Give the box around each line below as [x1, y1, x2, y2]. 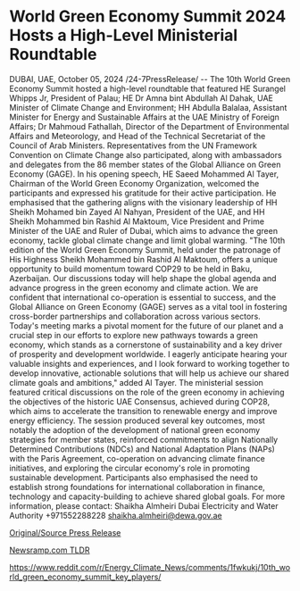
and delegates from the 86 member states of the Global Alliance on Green [9, 159, 281, 170]
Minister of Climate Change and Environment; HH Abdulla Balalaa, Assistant [9, 102, 287, 112]
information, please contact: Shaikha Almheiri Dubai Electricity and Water [9, 500, 279, 511]
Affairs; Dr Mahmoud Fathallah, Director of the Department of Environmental [9, 121, 290, 131]
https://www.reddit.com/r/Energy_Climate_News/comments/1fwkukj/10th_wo [9, 562, 291, 572]
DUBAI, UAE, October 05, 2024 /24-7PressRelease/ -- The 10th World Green [9, 73, 291, 84]
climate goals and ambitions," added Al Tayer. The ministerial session [9, 377, 263, 387]
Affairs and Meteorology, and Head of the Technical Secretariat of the [9, 130, 266, 141]
